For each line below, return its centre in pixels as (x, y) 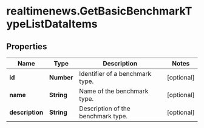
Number (61, 77)
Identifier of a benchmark (115, 74)
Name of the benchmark (114, 91)
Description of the (104, 109)
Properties (27, 46)
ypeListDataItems (52, 24)
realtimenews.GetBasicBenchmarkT (99, 11)
